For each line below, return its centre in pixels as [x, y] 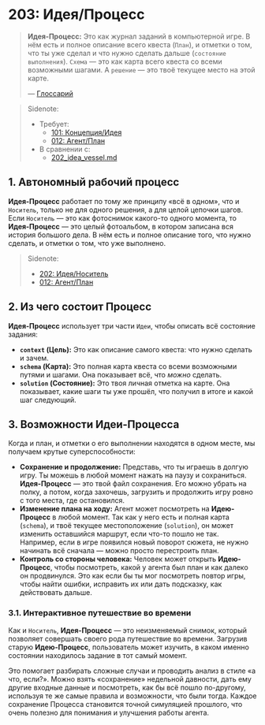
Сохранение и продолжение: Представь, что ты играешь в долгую [134, 467]
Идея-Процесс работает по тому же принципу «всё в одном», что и [124, 201]
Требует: [54, 124]
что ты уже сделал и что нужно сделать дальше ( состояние [127, 53]
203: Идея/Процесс [77, 15]
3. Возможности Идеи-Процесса [94, 424]
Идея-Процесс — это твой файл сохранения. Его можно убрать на [133, 484]
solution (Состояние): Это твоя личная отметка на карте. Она [125, 383]
